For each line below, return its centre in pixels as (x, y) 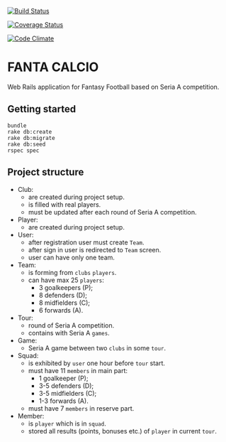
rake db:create (30, 131)
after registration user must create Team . (86, 242)
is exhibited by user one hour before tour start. (96, 363)
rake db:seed (27, 144)
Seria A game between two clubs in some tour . (97, 347)
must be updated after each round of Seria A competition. (112, 212)
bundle (17, 125)
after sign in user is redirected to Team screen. (95, 249)
